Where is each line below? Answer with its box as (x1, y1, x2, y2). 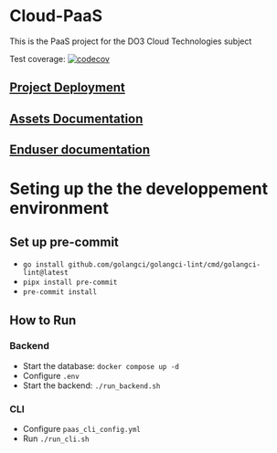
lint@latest (22, 269, 69, 278)
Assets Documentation (9, 111, 144, 126)
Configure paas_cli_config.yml (22, 424, 142, 435)
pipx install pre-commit (22, 278, 118, 288)
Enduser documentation (9, 142, 151, 158)
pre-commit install (22, 288, 98, 297)
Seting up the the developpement (9, 179, 268, 199)
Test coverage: (9, 53, 66, 64)
